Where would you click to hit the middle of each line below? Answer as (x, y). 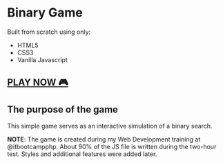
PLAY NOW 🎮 (38, 82)
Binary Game (45, 13)
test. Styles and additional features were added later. (82, 154)
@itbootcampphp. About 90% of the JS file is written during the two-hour (112, 147)
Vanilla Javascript (42, 59)
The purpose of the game (63, 109)
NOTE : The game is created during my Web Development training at (104, 139)
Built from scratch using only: (49, 32)
